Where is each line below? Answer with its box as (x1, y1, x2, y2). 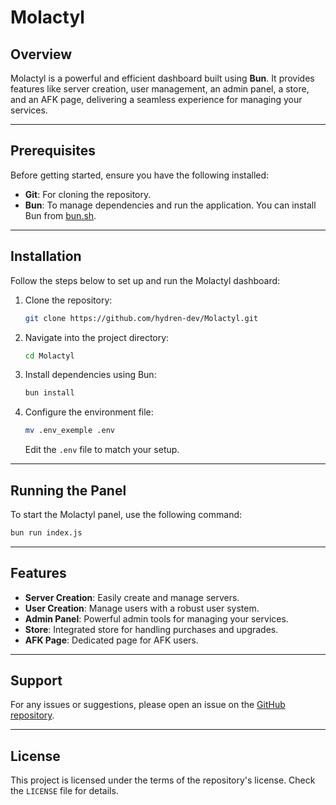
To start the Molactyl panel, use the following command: (10, 508, 243, 520)
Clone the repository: (24, 294, 113, 306)
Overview (10, 46, 73, 63)
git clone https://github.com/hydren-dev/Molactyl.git (24, 313, 259, 323)
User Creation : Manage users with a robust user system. (24, 602, 260, 614)
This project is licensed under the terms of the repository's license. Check (10, 774, 316, 786)
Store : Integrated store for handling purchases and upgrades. (24, 623, 279, 635)
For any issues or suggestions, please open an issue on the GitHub (10, 699, 286, 711)
